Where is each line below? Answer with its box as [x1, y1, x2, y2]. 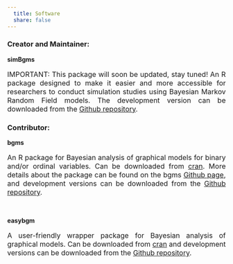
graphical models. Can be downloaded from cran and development [7, 240, 226, 249]
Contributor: [7, 123, 50, 132]
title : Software [13, 10, 60, 17]
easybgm [7, 216, 35, 225]
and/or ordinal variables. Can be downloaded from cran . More [7, 161, 226, 171]
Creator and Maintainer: [7, 39, 90, 49]
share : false [13, 17, 51, 24]
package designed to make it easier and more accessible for [7, 78, 226, 87]
